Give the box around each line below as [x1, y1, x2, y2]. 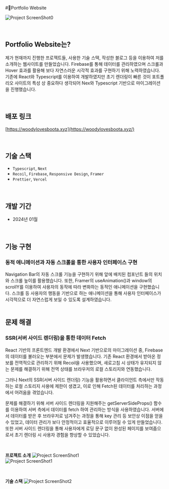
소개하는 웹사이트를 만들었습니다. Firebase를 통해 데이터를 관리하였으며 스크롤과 [5, 61, 163, 67]
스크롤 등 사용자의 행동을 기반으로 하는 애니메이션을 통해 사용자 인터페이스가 [12, 290, 161, 296]
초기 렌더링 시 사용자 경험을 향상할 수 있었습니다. [14, 431, 110, 437]
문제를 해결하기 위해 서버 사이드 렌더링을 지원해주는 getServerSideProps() [5, 400, 153, 406]
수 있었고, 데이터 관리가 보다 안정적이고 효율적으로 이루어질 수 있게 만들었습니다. [5, 419, 163, 425]
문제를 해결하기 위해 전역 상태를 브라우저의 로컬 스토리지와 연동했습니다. [10, 366, 152, 372]
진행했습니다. [10, 86, 37, 92]
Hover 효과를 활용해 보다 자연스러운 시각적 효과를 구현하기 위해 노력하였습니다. [5, 67, 160, 73]
